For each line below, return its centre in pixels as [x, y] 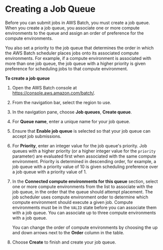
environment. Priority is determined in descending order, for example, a [84, 161]
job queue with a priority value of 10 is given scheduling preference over [85, 167]
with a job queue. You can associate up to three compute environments [84, 213]
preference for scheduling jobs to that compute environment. [67, 69]
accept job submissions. [37, 136]
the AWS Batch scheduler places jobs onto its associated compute [72, 53]
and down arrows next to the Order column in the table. [68, 232]
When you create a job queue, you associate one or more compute [72, 28]
